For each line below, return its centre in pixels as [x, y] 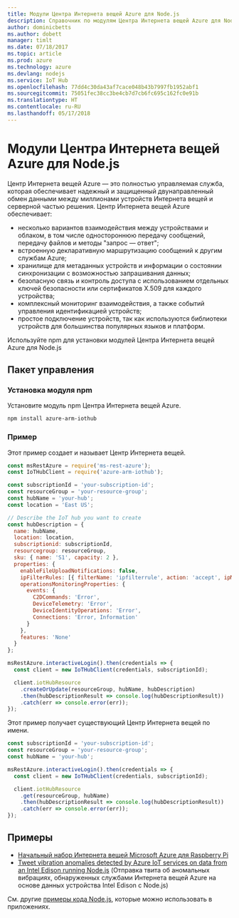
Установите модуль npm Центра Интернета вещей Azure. [94, 406]
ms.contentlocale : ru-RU [44, 107]
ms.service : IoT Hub [38, 80]
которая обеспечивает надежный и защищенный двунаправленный [111, 191]
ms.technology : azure [39, 67]
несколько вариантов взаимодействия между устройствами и [113, 227]
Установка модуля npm [50, 390]
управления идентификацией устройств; [80, 311]
